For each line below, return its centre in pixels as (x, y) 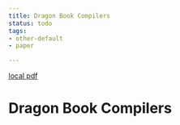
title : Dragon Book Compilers (60, 16)
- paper (21, 46)
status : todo (30, 23)
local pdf (23, 76)
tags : (17, 31)
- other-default (36, 38)
